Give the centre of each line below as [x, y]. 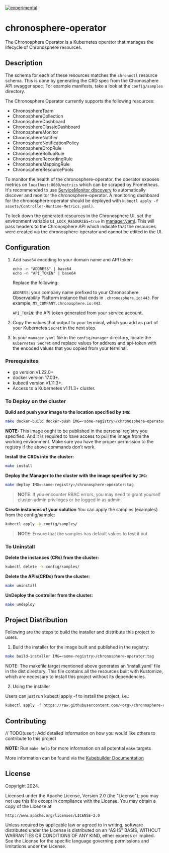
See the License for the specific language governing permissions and [77, 841]
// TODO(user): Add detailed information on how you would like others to [80, 733]
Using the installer [31, 687]
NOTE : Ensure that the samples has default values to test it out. [83, 533]
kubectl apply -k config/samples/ [41, 524]
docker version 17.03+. [36, 377]
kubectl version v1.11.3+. [37, 383]
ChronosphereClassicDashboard [46, 127]
